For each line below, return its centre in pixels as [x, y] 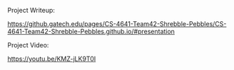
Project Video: [28, 45]
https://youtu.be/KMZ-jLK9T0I [52, 59]
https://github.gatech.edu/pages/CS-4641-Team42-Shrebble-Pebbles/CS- [117, 24]
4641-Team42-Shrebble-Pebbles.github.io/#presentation [91, 31]
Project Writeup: [31, 10]
